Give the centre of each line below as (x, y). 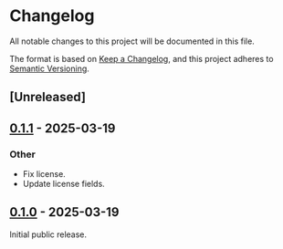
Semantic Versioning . (49, 68)
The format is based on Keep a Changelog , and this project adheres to (141, 58)
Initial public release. (48, 234)
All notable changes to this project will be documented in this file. (132, 41)
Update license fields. (63, 184)
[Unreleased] (48, 97)
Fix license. (44, 174)
